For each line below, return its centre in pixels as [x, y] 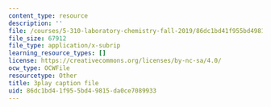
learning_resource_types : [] [57, 53]
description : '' [35, 23]
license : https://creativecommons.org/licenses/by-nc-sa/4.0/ [115, 61]
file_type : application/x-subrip [65, 46]
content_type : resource [48, 16]
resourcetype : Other [43, 76]
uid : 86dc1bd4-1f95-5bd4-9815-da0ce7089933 [83, 91]
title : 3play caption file [54, 83]
